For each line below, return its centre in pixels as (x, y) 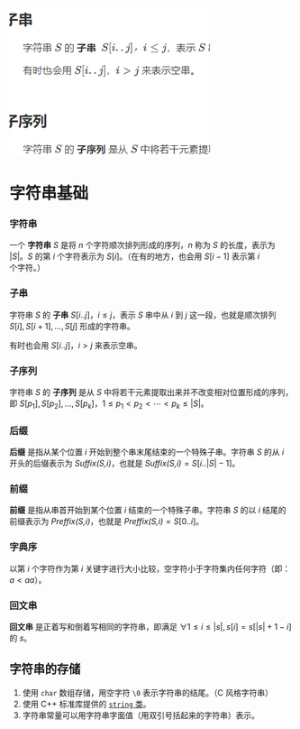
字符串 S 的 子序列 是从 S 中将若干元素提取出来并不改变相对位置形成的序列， (151, 392)
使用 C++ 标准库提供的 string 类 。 (86, 704)
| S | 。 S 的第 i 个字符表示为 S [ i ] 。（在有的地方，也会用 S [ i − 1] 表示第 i (134, 256)
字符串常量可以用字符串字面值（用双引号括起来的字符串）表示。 (141, 715)
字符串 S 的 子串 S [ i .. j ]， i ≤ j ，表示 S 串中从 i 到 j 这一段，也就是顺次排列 (143, 315)
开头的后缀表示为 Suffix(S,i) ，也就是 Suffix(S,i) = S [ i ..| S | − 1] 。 (125, 464)
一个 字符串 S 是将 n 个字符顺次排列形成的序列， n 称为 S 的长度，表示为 (142, 245)
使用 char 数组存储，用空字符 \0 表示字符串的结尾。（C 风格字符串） (147, 692)
